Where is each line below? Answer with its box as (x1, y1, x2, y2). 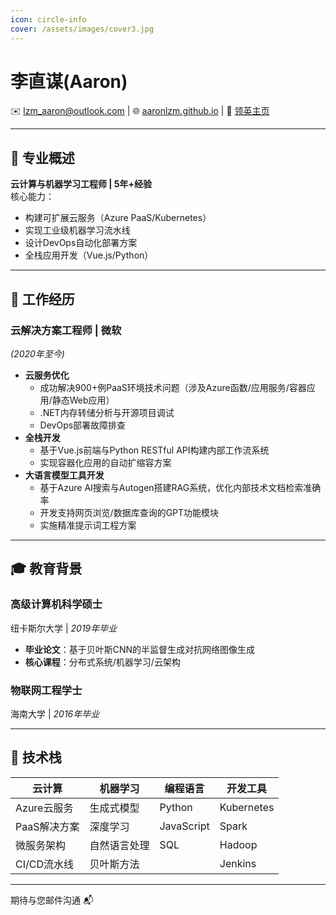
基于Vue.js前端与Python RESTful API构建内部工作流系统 (39, 444, 270, 456)
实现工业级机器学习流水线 (24, 224, 131, 236)
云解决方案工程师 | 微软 (10, 323, 122, 337)
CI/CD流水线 (15, 857, 74, 871)
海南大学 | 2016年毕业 (10, 707, 100, 720)
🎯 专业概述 (10, 149, 75, 166)
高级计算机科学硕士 (10, 597, 103, 611)
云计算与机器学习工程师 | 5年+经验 (10, 178, 153, 190)
